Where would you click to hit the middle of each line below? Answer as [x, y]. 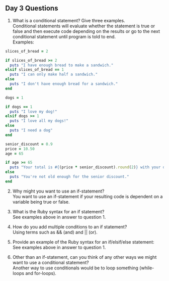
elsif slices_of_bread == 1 [35, 70]
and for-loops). [41, 273]
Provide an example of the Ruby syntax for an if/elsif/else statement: [83, 242]
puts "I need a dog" [31, 130]
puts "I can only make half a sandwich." [54, 75]
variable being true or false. [41, 202]
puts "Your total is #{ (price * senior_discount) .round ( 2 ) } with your [85, 167]
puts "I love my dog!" [33, 111]
